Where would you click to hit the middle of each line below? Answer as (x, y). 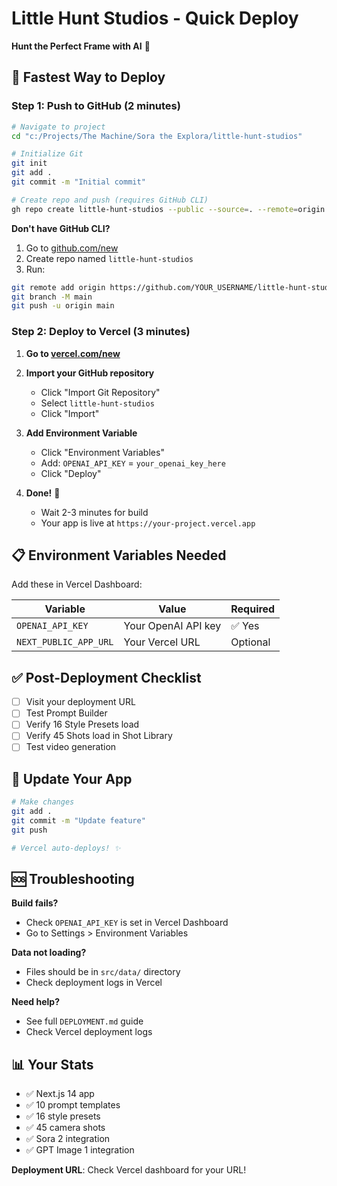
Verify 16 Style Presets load (82, 724)
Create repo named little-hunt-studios (109, 258)
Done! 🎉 (43, 493)
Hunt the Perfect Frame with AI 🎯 (81, 46)
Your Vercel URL (162, 642)
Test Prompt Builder (66, 713)
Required (253, 609)
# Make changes (43, 802)
